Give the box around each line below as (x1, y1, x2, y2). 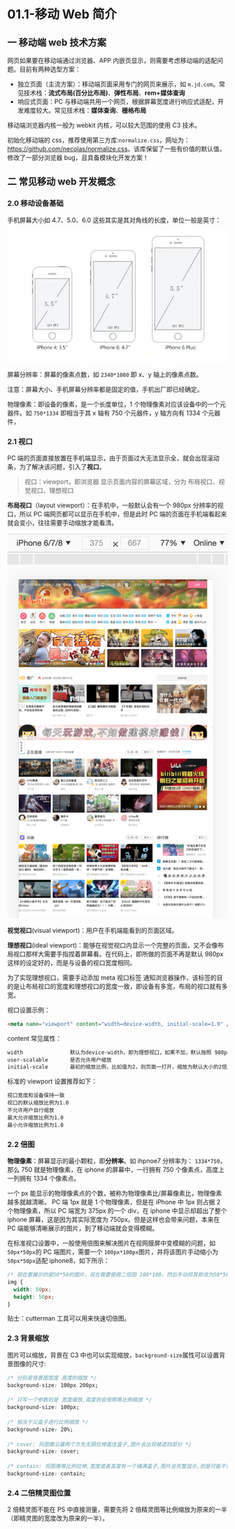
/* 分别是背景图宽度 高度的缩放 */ (7, 1374, 97, 1381)
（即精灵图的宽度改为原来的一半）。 (7, 1514, 108, 1523)
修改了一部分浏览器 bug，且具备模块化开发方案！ (7, 153, 149, 162)
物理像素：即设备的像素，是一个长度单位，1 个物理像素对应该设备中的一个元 (7, 400, 226, 408)
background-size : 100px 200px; (7, 1381, 99, 1389)
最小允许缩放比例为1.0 (7, 1121, 64, 1129)
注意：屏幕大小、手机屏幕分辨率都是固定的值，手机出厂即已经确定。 (7, 385, 204, 393)
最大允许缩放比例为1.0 (7, 1114, 64, 1121)
